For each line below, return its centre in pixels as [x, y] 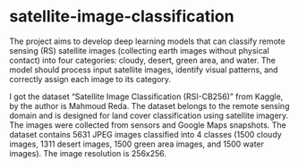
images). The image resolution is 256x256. [88, 153]
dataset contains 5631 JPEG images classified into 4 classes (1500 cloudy [145, 134]
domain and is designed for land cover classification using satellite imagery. [149, 115]
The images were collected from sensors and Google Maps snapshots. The [148, 125]
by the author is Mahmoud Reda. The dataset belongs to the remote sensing [149, 105]
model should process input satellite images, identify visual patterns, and [144, 70]
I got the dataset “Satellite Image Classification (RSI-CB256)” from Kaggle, [146, 97]
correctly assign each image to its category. [90, 79]
